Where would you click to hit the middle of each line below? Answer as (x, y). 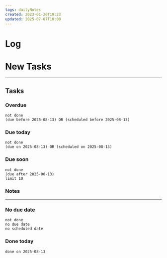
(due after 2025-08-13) (30, 174)
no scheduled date (24, 229)
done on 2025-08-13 (25, 252)
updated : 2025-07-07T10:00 (33, 19)
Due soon (17, 159)
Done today (19, 241)
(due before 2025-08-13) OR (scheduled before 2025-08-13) (68, 120)
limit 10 (14, 178)
